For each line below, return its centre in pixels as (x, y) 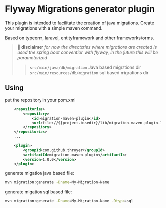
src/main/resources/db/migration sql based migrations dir (89, 72)
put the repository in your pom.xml (40, 100)
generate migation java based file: (40, 173)
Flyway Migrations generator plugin (80, 9)
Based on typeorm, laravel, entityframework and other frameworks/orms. (80, 38)
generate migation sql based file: (39, 192)
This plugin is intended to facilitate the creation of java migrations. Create (80, 23)
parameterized (32, 57)
